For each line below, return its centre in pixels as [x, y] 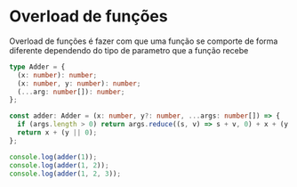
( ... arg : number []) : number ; [71, 92]
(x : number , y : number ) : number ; [79, 83]
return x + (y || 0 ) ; [57, 133]
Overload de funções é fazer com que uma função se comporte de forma [144, 41]
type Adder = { [37, 67]
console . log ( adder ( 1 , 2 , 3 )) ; [65, 174]
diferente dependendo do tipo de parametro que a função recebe [129, 50]
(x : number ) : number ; [57, 75]
